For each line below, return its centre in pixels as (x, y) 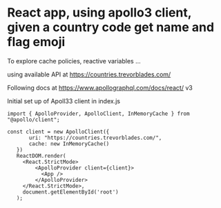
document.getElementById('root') (70, 192)
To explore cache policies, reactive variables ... (74, 61)
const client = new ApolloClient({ (58, 132)
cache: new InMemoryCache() (69, 144)
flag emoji (36, 42)
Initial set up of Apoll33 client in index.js (64, 101)
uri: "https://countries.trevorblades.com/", (95, 138)
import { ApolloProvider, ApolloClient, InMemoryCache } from (98, 114)
